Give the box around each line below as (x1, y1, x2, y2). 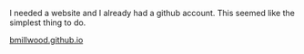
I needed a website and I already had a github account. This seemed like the (9, 8, 296, 18)
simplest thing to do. (9, 17, 86, 28)
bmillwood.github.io (9, 35, 84, 45)
